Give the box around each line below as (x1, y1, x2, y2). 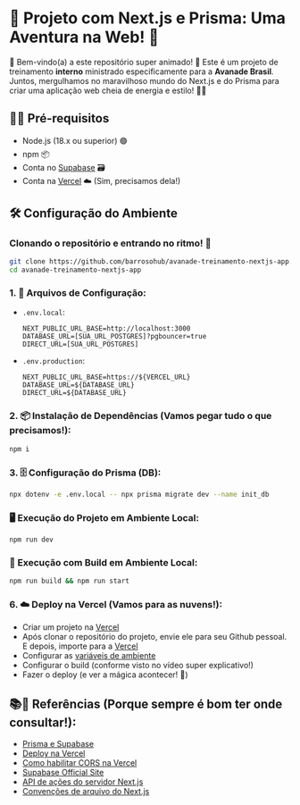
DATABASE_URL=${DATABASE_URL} (21, 381, 136, 390)
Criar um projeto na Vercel (21, 622, 120, 633)
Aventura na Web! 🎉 (9, 27, 159, 47)
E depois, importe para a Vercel (21, 641, 138, 651)
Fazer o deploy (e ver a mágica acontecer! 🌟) (21, 669, 189, 680)
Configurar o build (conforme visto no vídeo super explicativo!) (21, 660, 254, 671)
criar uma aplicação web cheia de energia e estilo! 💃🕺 (9, 85, 207, 96)
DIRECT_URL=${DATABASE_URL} (21, 389, 127, 398)
